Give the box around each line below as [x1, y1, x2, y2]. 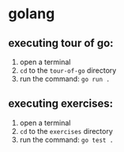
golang [8, 5, 55, 23]
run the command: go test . [19, 135, 114, 144]
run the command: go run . [19, 74, 111, 83]
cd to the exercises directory [19, 126, 113, 135]
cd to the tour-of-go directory [19, 66, 117, 75]
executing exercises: [8, 97, 113, 111]
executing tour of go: [8, 36, 114, 50]
